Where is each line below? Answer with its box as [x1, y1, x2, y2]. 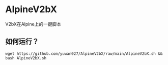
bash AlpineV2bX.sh [5, 55, 47, 60]
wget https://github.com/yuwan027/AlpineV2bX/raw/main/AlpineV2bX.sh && [5, 51, 163, 56]
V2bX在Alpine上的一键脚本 [5, 21, 62, 27]
